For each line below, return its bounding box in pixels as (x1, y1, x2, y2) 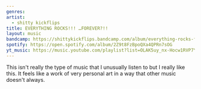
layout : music (6, 31, 42, 37)
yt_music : (6, 47, 31, 53)
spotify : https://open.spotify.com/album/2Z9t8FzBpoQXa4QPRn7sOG (6, 42, 172, 48)
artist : (6, 14, 26, 20)
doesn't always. (6, 76, 45, 83)
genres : (6, 8, 26, 15)
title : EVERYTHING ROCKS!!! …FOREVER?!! (6, 25, 109, 31)
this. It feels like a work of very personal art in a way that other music (6, 69, 176, 77)
